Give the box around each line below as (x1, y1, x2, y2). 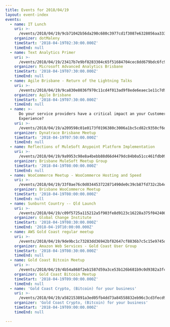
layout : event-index (5, 12, 49, 17)
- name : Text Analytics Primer (10, 50, 76, 55)
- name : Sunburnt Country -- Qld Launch (10, 201, 96, 206)
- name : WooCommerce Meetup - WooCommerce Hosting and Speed (10, 173, 142, 178)
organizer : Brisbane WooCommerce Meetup (14, 187, 101, 192)
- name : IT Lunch (10, 21, 47, 27)
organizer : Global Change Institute (14, 215, 92, 220)
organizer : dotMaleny (14, 36, 60, 41)
